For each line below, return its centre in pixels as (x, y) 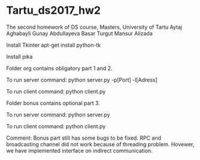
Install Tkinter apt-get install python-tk (54, 45)
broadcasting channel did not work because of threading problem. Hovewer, (100, 144)
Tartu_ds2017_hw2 (53, 10)
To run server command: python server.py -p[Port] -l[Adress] (82, 80)
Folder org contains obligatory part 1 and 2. (59, 68)
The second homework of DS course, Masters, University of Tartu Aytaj (94, 27)
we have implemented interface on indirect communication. (79, 150)
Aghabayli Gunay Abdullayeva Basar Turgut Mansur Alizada (79, 33)
